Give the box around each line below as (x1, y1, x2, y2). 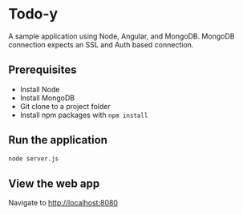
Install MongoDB (19, 93, 75, 103)
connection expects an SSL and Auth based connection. (8, 39, 194, 49)
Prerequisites (8, 63, 77, 77)
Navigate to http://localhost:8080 (8, 198, 119, 208)
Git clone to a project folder (19, 101, 111, 111)
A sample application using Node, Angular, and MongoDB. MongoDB (8, 31, 235, 41)
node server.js (8, 154, 59, 163)
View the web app (8, 176, 100, 190)
